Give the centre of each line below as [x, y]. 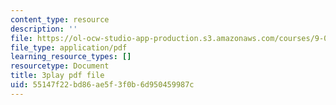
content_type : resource [60, 19]
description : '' [44, 29]
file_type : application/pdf [69, 47]
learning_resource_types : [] [71, 57]
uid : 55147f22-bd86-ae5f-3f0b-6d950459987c [102, 85]
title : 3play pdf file [57, 76]
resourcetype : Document [60, 66]
